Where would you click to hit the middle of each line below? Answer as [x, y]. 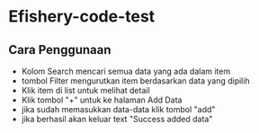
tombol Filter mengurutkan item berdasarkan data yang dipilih [135, 81]
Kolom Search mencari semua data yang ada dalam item [126, 71]
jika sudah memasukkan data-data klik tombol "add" [118, 109]
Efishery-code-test [82, 17]
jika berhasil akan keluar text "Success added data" [117, 119]
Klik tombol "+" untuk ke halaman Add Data [102, 100]
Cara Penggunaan [60, 50]
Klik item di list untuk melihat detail [85, 90]
